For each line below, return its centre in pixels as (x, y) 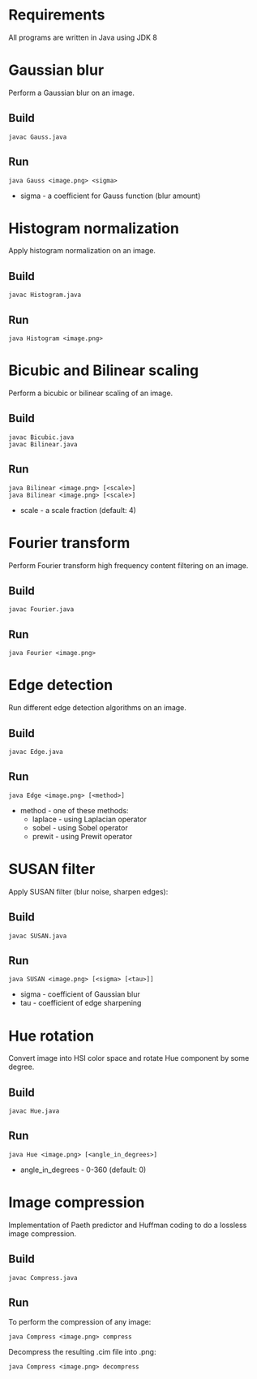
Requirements (57, 15)
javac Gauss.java (38, 137)
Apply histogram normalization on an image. (82, 251)
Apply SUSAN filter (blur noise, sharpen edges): (88, 891)
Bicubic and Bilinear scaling (104, 371)
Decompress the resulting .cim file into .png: (82, 1352)
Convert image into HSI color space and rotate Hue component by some (129, 1058)
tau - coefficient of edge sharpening (81, 1003)
